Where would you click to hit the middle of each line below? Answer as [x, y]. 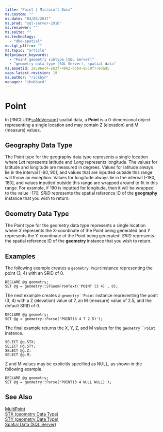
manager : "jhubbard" [26, 82]
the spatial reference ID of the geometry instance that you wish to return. [78, 241]
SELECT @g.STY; [20, 346]
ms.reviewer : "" [21, 28]
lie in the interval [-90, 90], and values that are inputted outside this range [79, 172]
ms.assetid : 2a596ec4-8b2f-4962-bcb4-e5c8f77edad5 [57, 69]
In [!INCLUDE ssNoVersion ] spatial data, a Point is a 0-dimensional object [78, 119]
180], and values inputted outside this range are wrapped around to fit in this [81, 183]
